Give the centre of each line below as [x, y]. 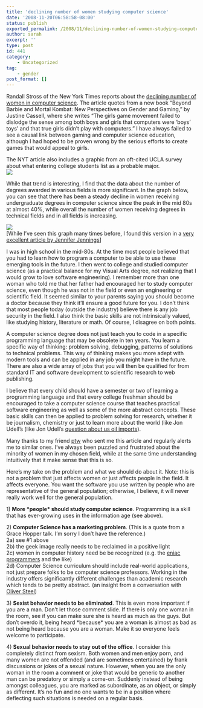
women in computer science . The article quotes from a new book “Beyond [99, 103]
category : [19, 57]
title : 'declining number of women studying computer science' [88, 12]
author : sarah [24, 34]
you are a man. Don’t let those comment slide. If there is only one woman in [100, 610]
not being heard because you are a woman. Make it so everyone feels [93, 629]
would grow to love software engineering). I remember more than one [93, 277]
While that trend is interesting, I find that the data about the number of [93, 184]
